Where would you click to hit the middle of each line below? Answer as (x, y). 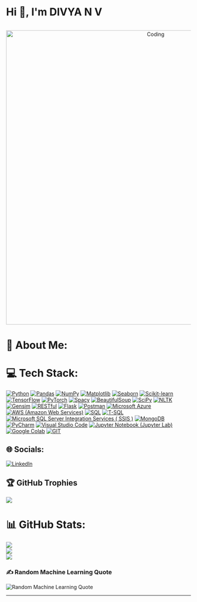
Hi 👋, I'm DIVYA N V (54, 12)
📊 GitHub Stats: (46, 525)
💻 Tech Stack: (42, 373)
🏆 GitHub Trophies (42, 483)
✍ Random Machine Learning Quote (59, 572)
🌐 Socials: (25, 450)
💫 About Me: (37, 345)
